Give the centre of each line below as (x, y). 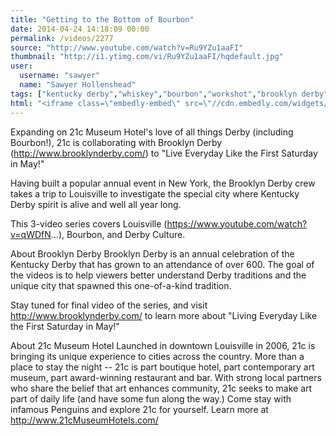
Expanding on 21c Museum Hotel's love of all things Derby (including (152, 132)
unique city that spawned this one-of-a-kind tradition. (121, 285)
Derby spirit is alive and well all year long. (96, 204)
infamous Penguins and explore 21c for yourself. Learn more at (139, 409)
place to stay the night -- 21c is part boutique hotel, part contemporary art (162, 367)
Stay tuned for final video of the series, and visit (109, 305)
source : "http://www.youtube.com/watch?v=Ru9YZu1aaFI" (127, 47)
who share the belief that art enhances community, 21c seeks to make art (161, 388)
